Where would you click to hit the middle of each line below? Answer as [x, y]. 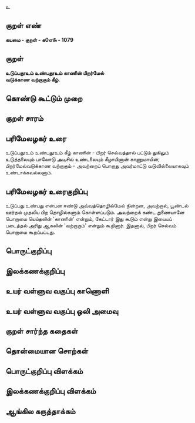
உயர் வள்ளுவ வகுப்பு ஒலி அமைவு [62, 311]
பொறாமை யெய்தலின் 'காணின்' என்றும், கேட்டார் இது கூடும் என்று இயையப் [89, 219]
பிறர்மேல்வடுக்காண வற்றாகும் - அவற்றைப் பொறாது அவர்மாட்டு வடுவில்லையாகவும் [97, 166]
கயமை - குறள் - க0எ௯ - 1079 [40, 39]
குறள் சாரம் [24, 118]
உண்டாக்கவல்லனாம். [29, 173]
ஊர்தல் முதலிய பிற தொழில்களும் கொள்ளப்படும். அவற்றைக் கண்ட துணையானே [95, 212]
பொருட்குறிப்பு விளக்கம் [44, 371]
